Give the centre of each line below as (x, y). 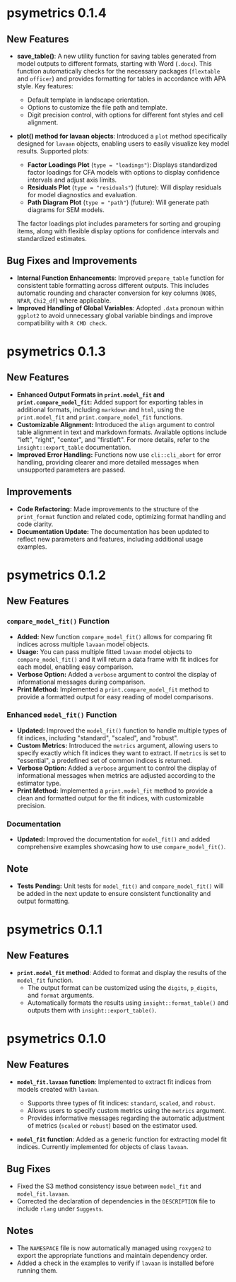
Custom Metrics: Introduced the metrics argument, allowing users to (117, 745)
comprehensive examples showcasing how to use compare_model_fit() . (121, 847)
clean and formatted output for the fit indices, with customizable (110, 798)
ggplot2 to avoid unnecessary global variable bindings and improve (115, 315)
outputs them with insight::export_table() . (92, 1010)
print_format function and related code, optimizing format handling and (122, 516)
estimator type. (39, 783)
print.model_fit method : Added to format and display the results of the (122, 972)
